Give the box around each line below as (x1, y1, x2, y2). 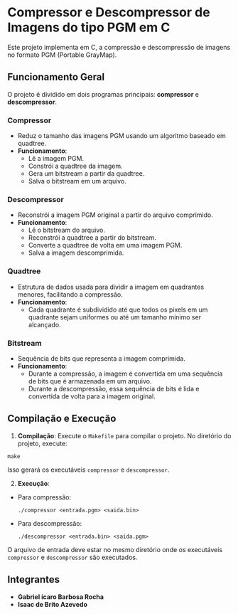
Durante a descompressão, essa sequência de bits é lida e (28, 384, 200, 393)
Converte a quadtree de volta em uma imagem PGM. (28, 241, 183, 250)
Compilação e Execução (7, 413, 117, 425)
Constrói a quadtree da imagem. (28, 162, 123, 171)
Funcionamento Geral (7, 71, 105, 83)
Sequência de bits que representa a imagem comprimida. (17, 354, 186, 363)
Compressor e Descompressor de (7, 4, 211, 21)
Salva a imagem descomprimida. (28, 248, 124, 257)
